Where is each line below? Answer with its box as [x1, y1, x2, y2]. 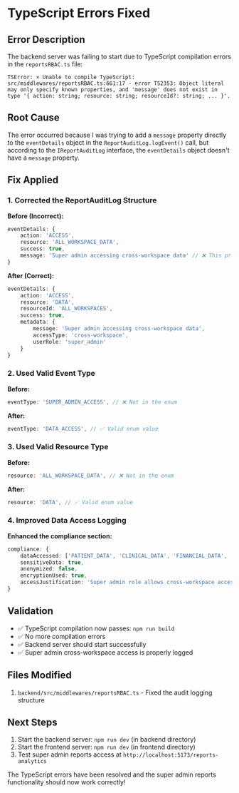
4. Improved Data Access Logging [7, 516, 127, 526]
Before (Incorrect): [7, 212, 64, 220]
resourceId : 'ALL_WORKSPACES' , [20, 305, 113, 312]
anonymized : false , [20, 566, 78, 573]
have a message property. [7, 153, 80, 162]
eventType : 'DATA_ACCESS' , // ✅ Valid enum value [7, 425, 159, 432]
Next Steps [7, 716, 58, 728]
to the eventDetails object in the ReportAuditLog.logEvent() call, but [7, 138, 209, 147]
